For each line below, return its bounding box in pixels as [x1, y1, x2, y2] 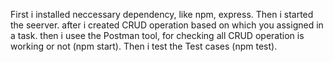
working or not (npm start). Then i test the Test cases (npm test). [10, 40, 278, 52]
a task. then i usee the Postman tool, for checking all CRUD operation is [10, 30, 305, 41]
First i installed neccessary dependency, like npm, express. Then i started [10, 9, 314, 20]
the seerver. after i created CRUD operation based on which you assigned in [10, 19, 324, 31]
